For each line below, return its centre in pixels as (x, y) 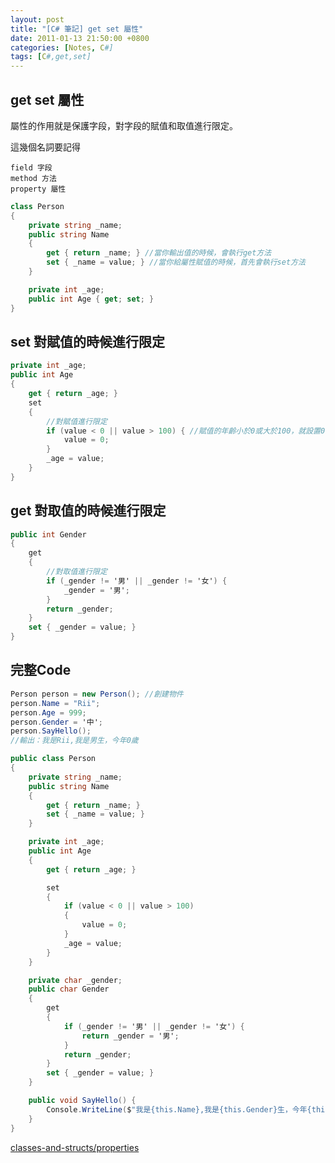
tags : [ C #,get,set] (51, 57)
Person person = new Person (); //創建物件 (97, 694)
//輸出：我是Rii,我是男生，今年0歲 (74, 741)
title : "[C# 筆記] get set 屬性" (77, 29)
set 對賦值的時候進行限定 (87, 341)
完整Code (41, 670)
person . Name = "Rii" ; (55, 703)
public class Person (53, 759)
